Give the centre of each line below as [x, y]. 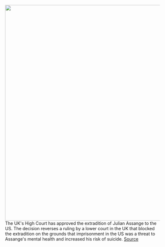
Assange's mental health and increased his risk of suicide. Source [72, 239]
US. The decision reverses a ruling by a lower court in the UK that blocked [80, 229]
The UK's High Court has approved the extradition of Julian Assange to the [81, 223]
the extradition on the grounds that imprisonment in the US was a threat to [80, 234]
